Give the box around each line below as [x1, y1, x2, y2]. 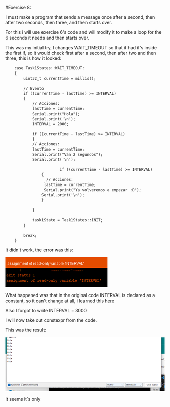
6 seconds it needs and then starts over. [5, 35, 90, 41]
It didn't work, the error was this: [5, 247, 73, 253]
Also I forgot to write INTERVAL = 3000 [5, 308, 87, 313]
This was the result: [5, 327, 47, 333]
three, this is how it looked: [5, 55, 62, 61]
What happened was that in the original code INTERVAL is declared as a [5, 292, 155, 298]
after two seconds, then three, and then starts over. [5, 20, 112, 25]
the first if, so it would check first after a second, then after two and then [5, 50, 156, 56]
